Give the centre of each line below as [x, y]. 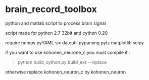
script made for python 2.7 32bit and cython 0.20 [56, 33]
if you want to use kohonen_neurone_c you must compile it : [68, 52]
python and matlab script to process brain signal [56, 23]
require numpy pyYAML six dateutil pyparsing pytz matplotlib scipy [74, 43]
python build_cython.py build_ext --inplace [62, 62]
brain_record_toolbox [51, 9]
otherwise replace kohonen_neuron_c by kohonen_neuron [66, 72]
